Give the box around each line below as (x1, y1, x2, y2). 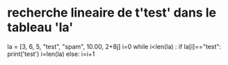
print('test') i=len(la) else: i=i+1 (7, 50, 95, 58)
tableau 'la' (7, 19, 74, 35)
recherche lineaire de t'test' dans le (7, 5, 217, 21)
